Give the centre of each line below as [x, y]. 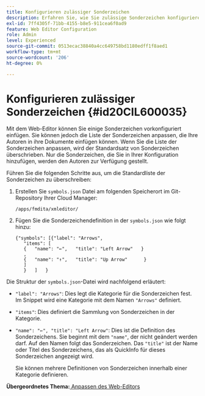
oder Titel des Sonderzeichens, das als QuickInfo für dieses [90, 350]
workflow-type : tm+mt [34, 52]
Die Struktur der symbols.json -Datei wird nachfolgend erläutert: [86, 282]
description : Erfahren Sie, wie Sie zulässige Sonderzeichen [86, 18]
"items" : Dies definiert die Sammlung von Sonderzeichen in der [95, 312]
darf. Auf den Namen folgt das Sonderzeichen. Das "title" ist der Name [106, 343]
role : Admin [21, 35]
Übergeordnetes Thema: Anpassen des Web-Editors [73, 387]
